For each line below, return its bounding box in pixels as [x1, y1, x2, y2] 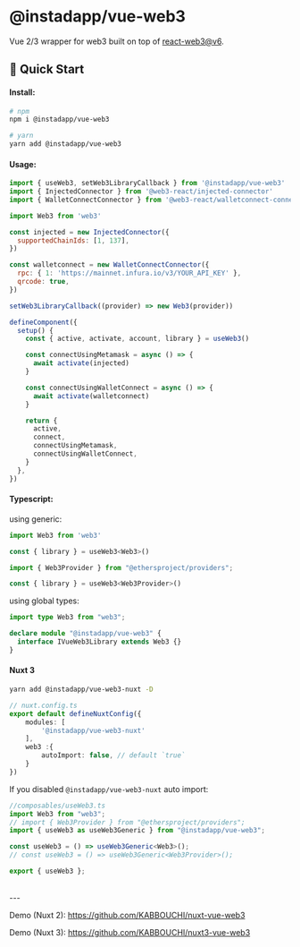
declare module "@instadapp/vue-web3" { [9, 629, 162, 638]
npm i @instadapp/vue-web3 [9, 115, 110, 124]
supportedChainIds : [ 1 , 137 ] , [17, 235, 129, 245]
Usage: [9, 158, 37, 169]
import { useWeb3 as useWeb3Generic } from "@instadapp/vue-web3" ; [9, 826, 266, 835]
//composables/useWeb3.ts [9, 801, 105, 810]
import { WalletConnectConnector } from [9, 195, 162, 204]
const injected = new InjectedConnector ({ [9, 227, 170, 236]
